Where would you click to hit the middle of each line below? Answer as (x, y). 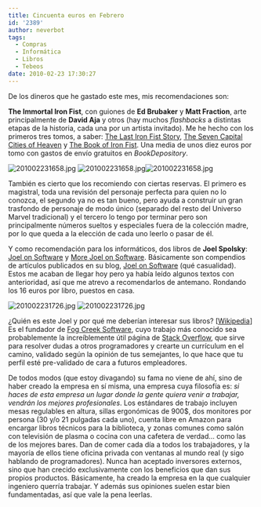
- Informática (38, 52)
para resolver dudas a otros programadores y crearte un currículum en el (126, 345)
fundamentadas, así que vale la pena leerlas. (80, 494)
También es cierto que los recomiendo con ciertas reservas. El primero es (127, 183)
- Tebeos (29, 67)
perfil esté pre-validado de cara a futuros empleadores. (98, 363)
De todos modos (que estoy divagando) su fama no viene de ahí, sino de (125, 378)
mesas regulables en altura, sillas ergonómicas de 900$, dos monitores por (130, 411)
